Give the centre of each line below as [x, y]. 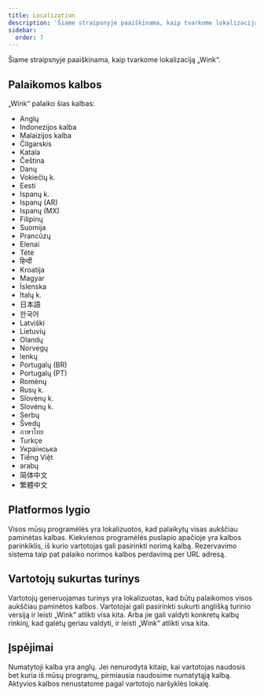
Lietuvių [32, 331]
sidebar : [22, 30]
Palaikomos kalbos [55, 85]
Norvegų [34, 348]
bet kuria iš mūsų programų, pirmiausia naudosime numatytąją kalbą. [120, 675]
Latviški [32, 323]
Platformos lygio [49, 510]
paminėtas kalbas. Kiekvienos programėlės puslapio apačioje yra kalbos [125, 537]
